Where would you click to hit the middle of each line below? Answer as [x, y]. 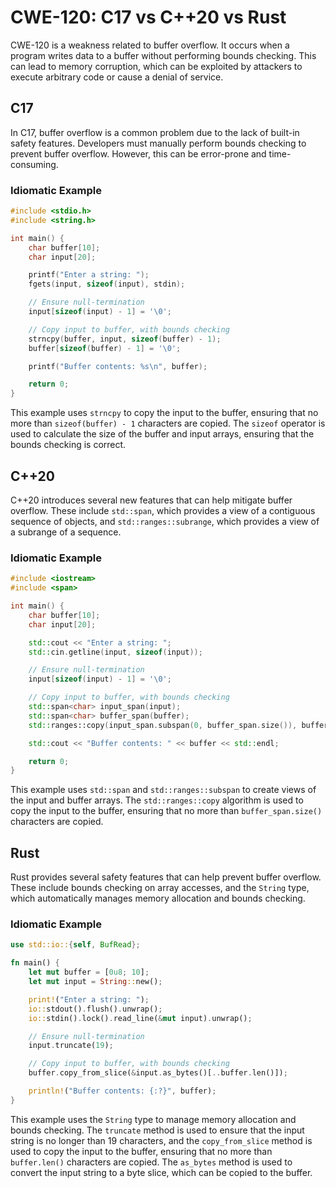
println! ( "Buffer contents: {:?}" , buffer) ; [122, 1091]
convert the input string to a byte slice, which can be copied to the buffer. [161, 1172]
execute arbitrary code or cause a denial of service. [117, 77]
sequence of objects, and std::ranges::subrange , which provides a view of [165, 521]
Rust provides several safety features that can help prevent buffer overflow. [166, 877]
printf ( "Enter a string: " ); [89, 275]
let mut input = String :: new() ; [95, 982]
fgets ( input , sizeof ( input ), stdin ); [107, 284]
